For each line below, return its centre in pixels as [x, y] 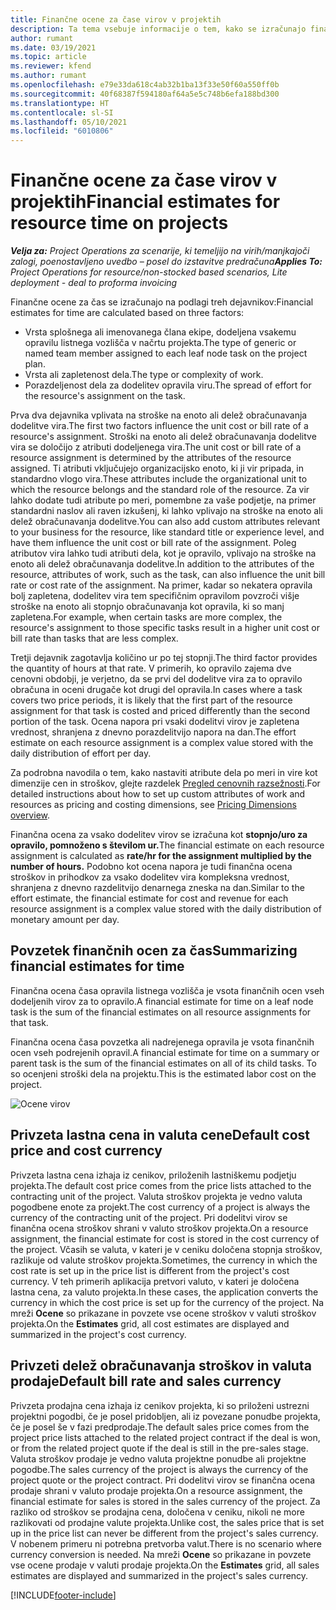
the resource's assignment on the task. [105, 396]
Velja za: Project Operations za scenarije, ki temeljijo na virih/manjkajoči [160, 251]
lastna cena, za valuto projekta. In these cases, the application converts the [164, 1292]
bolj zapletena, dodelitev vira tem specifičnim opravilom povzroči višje [155, 596]
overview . [30, 815]
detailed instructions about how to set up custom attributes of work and [158, 794]
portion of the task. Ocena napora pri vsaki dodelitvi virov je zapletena [155, 722]
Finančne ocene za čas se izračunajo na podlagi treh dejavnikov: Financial [162, 302]
